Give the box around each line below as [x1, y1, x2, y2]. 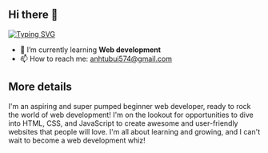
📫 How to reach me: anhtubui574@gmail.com [19, 54, 173, 63]
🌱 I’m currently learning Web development [19, 45, 162, 54]
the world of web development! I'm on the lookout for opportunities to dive [8, 110, 254, 119]
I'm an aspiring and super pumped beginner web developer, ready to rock [8, 101, 251, 111]
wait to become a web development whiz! [8, 135, 146, 145]
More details [8, 80, 72, 94]
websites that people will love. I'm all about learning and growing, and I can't [8, 127, 261, 136]
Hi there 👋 [8, 8, 58, 22]
